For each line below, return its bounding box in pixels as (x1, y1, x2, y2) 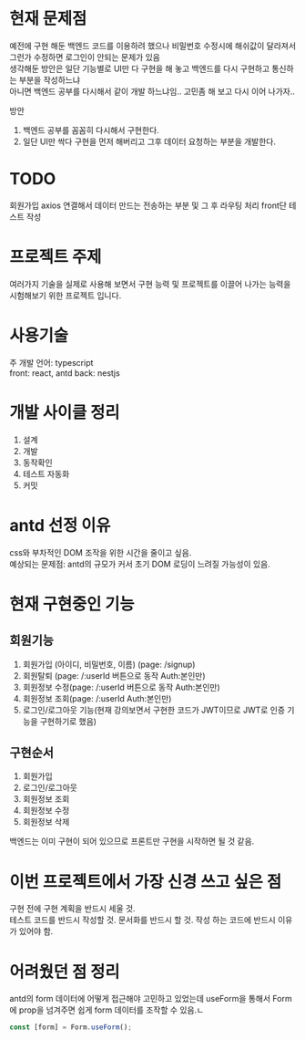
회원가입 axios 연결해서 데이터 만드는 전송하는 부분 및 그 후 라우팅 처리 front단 (9, 200, 287, 211)
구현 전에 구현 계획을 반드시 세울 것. (9, 903, 136, 914)
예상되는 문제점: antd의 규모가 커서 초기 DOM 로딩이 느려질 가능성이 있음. (9, 558, 270, 569)
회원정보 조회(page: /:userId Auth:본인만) (22, 692, 172, 703)
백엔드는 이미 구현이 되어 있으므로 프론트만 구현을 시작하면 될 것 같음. (9, 836, 255, 847)
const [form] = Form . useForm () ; (9, 1023, 132, 1032)
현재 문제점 (9, 8, 87, 29)
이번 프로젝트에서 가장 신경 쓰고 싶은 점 (9, 871, 282, 892)
